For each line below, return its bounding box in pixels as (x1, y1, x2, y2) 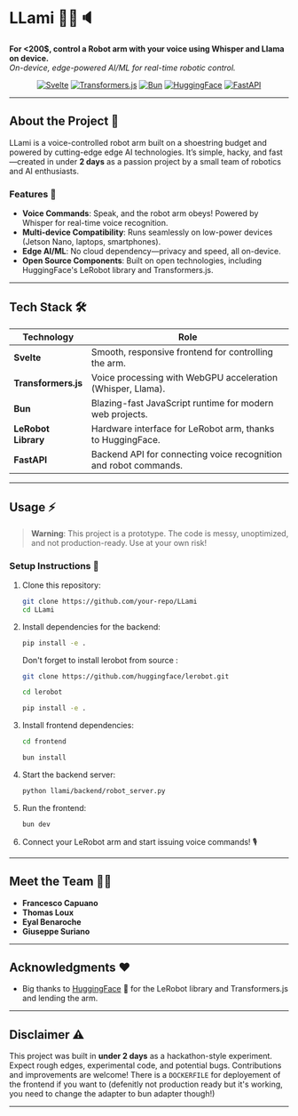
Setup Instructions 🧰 (9, 559, 99, 572)
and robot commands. (91, 459, 184, 471)
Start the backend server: (21, 769, 116, 780)
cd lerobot (21, 687, 63, 697)
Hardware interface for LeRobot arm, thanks (91, 422, 275, 435)
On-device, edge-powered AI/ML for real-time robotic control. (9, 62, 237, 73)
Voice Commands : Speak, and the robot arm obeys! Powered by (21, 208, 259, 219)
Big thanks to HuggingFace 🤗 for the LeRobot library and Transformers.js (21, 984, 288, 994)
